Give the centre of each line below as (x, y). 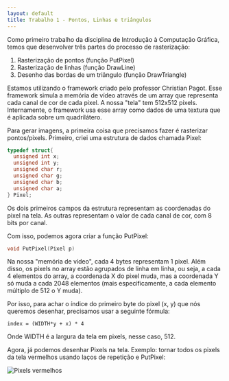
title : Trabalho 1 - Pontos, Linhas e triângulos (80, 20)
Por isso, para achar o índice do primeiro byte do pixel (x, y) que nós (104, 304)
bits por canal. (27, 222)
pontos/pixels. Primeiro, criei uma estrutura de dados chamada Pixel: (105, 137)
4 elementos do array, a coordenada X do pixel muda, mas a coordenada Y (113, 276)
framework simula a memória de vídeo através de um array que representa (113, 95)
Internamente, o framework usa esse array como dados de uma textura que (114, 110)
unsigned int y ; (36, 163)
